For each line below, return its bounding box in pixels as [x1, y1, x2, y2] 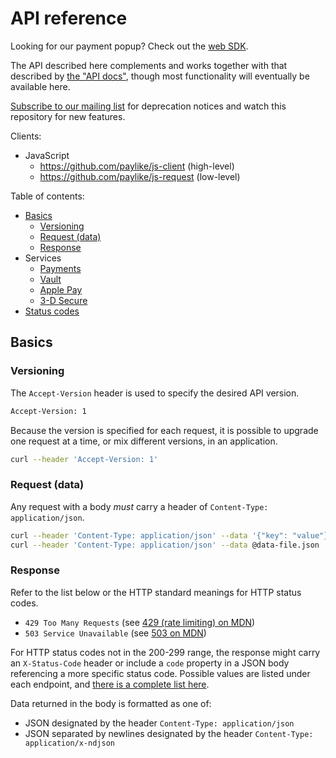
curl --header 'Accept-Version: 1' [10, 454, 159, 464]
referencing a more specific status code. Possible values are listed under [10, 667, 311, 679]
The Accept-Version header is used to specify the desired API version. [10, 387, 300, 399]
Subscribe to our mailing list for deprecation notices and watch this [10, 100, 287, 112]
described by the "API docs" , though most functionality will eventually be [10, 70, 310, 82]
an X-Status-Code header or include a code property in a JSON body [10, 657, 290, 669]
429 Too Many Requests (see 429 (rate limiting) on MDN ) [24, 616, 256, 628]
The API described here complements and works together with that [10, 59, 288, 71]
